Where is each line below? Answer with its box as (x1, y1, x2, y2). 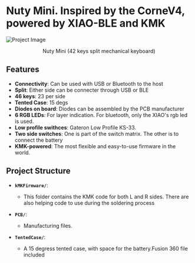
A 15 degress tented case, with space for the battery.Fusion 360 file (23, 245, 189, 252)
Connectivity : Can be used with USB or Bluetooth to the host (14, 80, 164, 87)
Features (6, 65, 39, 75)
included (23, 251, 45, 258)
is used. (14, 118, 34, 125)
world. (14, 149, 31, 156)
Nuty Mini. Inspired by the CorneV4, (6, 4, 185, 18)
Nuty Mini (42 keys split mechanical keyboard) (42, 47, 156, 54)
